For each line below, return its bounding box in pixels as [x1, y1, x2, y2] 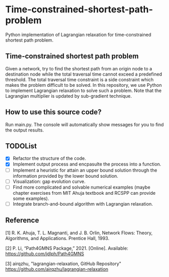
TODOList [5, 141, 37, 150]
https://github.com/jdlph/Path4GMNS [5, 250, 84, 256]
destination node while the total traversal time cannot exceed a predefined [5, 71, 162, 77]
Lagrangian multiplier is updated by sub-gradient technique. [5, 93, 132, 99]
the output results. [5, 127, 44, 133]
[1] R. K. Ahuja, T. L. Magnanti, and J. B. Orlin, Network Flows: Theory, [5, 230, 153, 236]
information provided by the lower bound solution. [12, 173, 119, 179]
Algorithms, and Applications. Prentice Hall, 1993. [5, 235, 110, 241]
